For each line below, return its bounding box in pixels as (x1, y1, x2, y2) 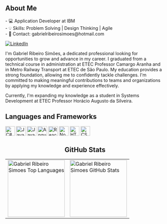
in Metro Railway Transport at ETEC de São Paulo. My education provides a (5, 66, 162, 72)
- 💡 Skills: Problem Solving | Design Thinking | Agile (5, 25, 113, 31)
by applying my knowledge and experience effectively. (5, 82, 119, 88)
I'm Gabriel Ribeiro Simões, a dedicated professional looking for (5, 50, 138, 56)
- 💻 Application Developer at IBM (5, 18, 75, 24)
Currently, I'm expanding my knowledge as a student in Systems (5, 92, 140, 98)
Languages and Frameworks (5, 112, 97, 121)
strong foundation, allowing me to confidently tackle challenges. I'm (5, 72, 147, 78)
